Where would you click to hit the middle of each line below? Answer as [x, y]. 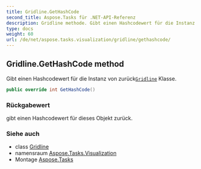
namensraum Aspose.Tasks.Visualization [66, 153]
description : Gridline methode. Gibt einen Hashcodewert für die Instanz [101, 23]
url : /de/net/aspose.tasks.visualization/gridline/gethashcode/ [88, 40]
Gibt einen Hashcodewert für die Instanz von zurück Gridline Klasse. [91, 78]
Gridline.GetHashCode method [65, 64]
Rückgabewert [28, 105]
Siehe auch [23, 134]
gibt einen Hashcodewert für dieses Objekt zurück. [70, 118]
